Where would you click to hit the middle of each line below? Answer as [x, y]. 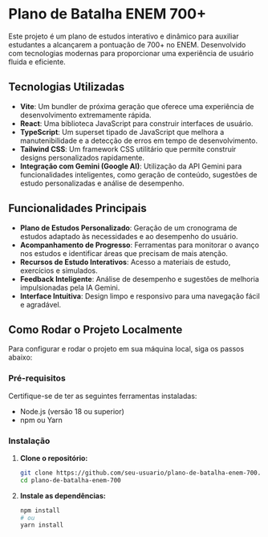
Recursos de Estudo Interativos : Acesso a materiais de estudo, [125, 262]
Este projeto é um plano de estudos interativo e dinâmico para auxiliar [124, 36]
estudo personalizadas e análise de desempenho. [102, 183]
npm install [40, 511]
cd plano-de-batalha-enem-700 [71, 480]
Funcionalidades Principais [77, 208]
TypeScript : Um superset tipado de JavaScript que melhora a [122, 132]
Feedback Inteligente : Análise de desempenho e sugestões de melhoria [139, 279]
